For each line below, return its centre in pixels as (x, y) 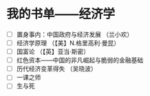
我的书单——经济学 (61, 14)
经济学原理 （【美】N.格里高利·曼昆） (68, 43)
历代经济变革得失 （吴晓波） (56, 69)
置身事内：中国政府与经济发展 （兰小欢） (75, 34)
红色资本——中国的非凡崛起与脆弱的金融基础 (80, 60)
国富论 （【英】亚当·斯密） (53, 51)
